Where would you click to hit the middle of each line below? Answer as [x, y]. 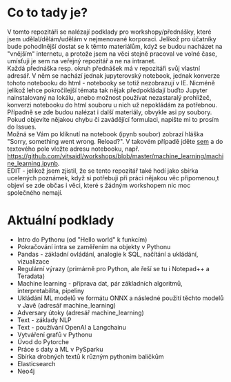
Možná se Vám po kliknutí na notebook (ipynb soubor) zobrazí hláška [105, 134]
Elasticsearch [36, 363]
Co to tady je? [48, 13]
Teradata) [31, 276]
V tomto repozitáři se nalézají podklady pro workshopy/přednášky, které [109, 32]
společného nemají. [35, 192]
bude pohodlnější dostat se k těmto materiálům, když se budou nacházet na [115, 46]
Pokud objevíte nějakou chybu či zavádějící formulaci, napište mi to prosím [113, 119]
